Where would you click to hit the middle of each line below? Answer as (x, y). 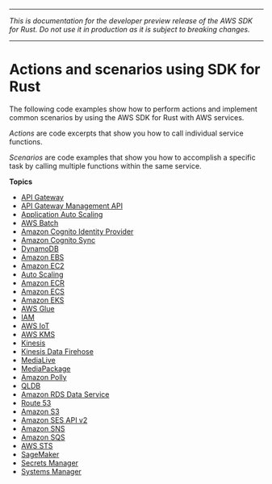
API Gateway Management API (72, 206)
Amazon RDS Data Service (65, 394)
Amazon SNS (43, 428)
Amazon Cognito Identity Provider (77, 232)
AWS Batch (40, 223)
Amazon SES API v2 (54, 419)
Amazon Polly (44, 377)
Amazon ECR (43, 282)
